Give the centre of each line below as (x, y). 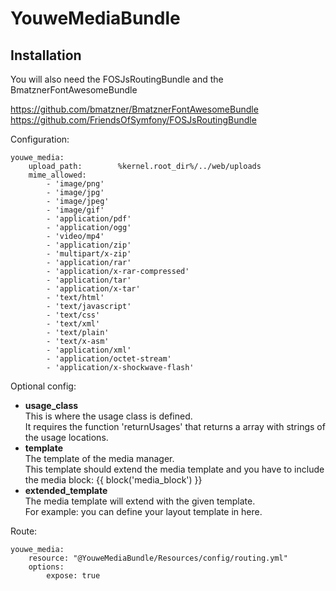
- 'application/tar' (89, 280)
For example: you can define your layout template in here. (143, 511)
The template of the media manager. (99, 458)
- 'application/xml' (89, 350)
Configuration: (40, 139)
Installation (46, 55)
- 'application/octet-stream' (109, 359)
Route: (24, 531)
